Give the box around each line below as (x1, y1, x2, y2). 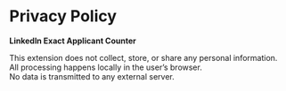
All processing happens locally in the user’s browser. (9, 62, 202, 72)
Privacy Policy (9, 6, 118, 27)
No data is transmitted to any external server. (9, 71, 176, 81)
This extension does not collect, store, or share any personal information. (9, 52, 278, 63)
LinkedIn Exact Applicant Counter (9, 35, 136, 46)
